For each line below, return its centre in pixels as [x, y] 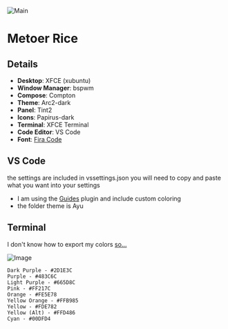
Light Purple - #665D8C [41, 282]
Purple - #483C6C [32, 276]
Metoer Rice [42, 39]
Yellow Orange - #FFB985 [43, 301]
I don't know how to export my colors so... [67, 244]
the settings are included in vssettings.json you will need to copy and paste [114, 178]
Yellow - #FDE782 [32, 307]
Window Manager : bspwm [56, 88]
